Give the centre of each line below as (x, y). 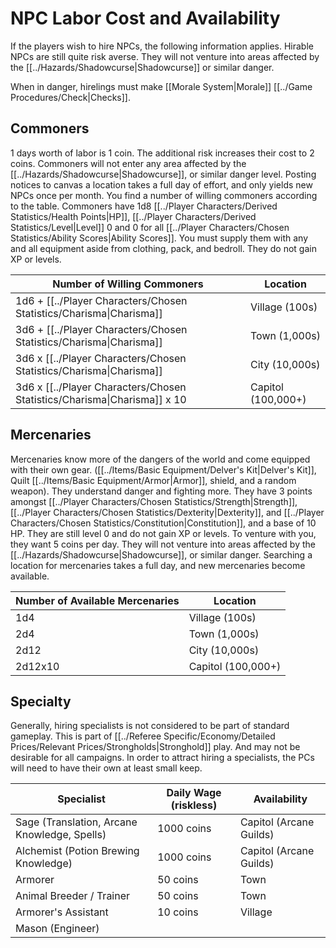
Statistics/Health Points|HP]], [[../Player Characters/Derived (133, 216)
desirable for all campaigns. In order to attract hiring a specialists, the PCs (162, 758)
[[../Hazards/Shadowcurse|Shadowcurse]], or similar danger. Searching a (161, 554)
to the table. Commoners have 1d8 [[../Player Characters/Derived (144, 206)
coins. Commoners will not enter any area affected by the (128, 163)
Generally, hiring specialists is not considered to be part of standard (150, 726)
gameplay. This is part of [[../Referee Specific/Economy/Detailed (143, 736)
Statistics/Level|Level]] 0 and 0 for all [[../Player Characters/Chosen (150, 227)
